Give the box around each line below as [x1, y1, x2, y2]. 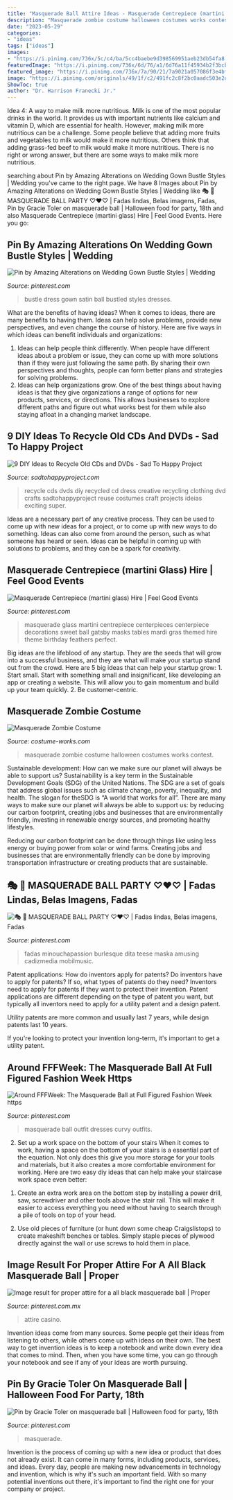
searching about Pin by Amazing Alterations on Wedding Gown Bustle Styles [7, 171, 226, 180]
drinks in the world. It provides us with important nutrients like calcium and [7, 114, 221, 122]
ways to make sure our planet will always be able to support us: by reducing [7, 801, 224, 809]
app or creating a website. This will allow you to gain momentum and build [7, 678, 219, 687]
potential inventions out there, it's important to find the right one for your [7, 1477, 214, 1485]
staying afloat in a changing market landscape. [17, 410, 151, 418]
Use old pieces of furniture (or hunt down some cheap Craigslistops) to [17, 1225, 221, 1232]
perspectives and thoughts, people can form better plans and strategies [17, 365, 223, 374]
